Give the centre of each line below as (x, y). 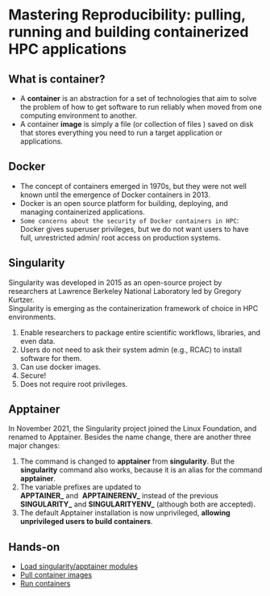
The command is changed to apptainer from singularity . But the (127, 461)
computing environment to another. (79, 115)
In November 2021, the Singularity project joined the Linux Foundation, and (133, 429)
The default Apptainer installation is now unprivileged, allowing (125, 513)
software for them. (51, 358)
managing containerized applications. (82, 212)
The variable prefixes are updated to (80, 487)
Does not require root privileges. (74, 384)
